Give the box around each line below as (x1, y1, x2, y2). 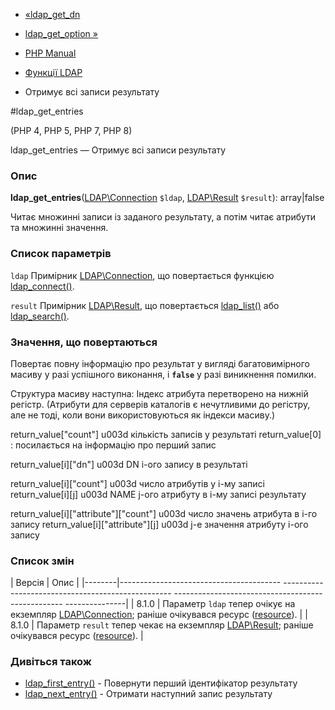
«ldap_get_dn (24, 9, 81, 20)
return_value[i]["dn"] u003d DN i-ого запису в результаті (10, 458, 248, 470)
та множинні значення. (10, 222, 109, 234)
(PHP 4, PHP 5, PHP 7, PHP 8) (10, 125, 133, 136)
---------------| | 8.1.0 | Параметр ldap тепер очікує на (64, 598, 296, 610)
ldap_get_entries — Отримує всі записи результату (10, 144, 227, 156)
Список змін (10, 554, 75, 568)
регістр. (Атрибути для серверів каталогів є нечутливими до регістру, (10, 398, 311, 410)
